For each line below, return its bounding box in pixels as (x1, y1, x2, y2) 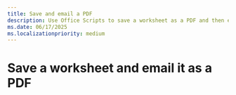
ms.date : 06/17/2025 (7, 23, 68, 30)
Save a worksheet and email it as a (7, 61, 213, 76)
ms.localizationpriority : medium (7, 30, 105, 37)
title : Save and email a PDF (7, 10, 93, 18)
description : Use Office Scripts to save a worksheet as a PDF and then (7, 17, 225, 24)
